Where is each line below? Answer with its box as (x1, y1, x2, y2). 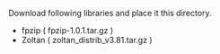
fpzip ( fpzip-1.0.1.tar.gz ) (21, 25, 114, 35)
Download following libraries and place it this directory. (8, 8, 212, 18)
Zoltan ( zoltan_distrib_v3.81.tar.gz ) (21, 35, 154, 45)
